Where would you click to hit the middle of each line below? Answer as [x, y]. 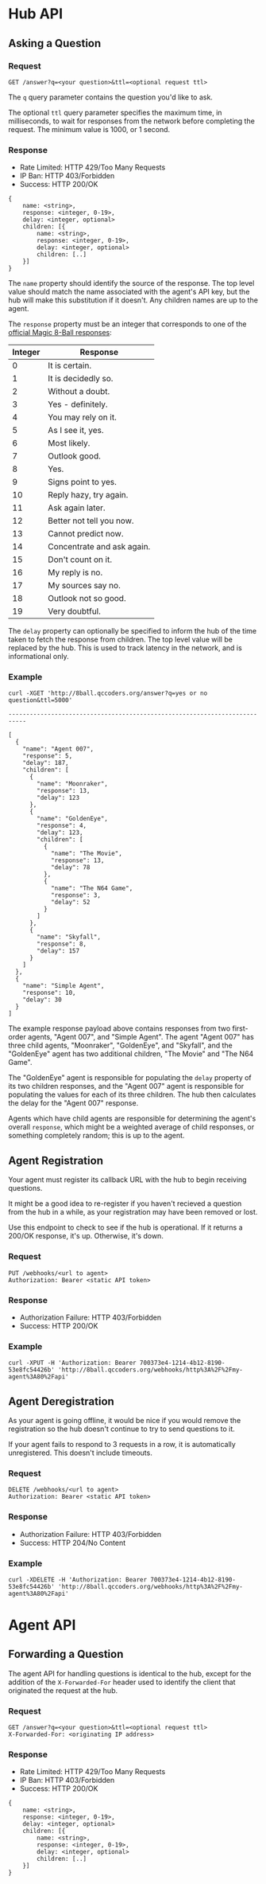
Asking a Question [55, 43]
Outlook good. [74, 456]
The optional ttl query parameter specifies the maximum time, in [115, 112]
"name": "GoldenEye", [73, 819]
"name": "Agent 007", [58, 749]
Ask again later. [76, 508]
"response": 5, [48, 756]
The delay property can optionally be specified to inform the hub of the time [132, 631]
